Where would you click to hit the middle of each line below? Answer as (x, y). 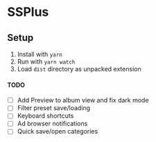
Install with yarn (40, 54)
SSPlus (28, 12)
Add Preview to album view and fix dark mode (83, 100)
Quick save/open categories (58, 132)
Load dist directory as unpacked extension (79, 69)
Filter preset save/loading (54, 108)
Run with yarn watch (46, 62)
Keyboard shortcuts (45, 116)
